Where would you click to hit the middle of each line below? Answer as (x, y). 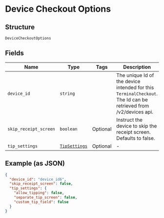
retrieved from (133, 106)
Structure (20, 27)
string (67, 93)
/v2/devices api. (135, 112)
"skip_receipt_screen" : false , (41, 184)
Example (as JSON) (35, 163)
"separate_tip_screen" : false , (46, 197)
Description (137, 67)
